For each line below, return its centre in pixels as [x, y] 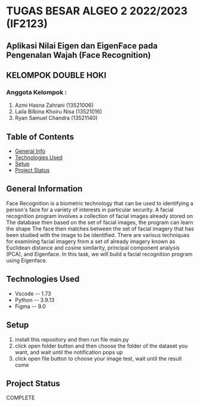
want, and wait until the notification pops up [69, 352]
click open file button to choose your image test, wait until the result [98, 358]
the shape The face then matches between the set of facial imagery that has [100, 229]
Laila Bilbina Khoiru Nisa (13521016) [59, 112]
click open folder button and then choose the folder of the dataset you [101, 346]
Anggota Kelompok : [36, 92]
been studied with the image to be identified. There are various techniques [98, 235]
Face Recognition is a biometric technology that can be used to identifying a [100, 203]
